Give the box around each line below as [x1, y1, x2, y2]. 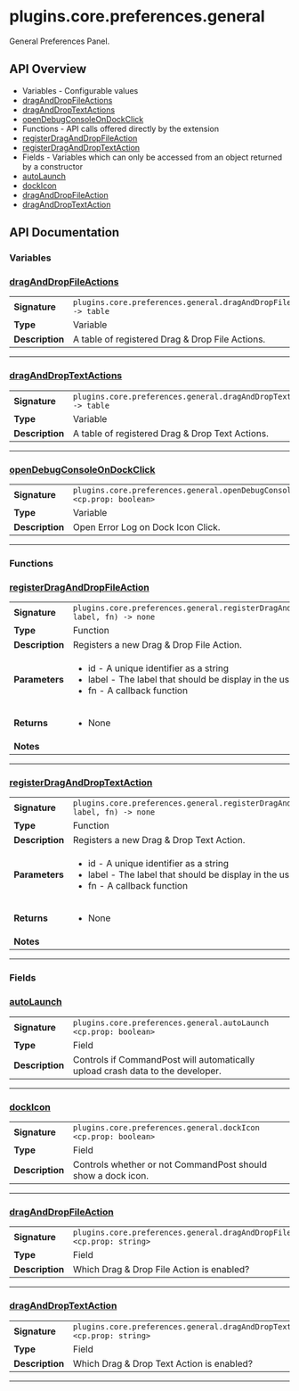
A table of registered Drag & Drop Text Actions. [72, 426, 269, 439]
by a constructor [21, 161, 83, 171]
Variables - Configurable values [21, 85, 139, 95]
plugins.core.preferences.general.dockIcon [72, 1122, 260, 1132]
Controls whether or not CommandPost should [72, 1158, 267, 1171]
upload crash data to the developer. [72, 1064, 222, 1077]
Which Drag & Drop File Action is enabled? [72, 1263, 250, 1276]
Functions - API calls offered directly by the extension [21, 123, 220, 134]
